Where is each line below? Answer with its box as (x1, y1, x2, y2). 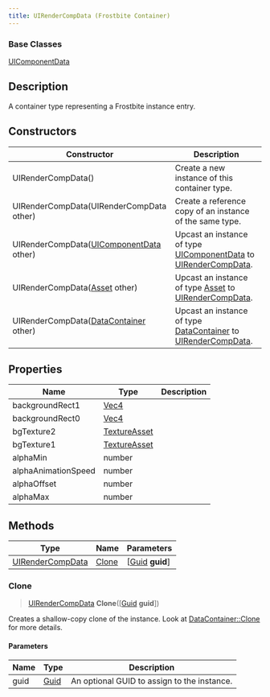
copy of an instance (174, 205, 250, 217)
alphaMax (12, 492, 50, 503)
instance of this (174, 172, 233, 184)
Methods (8, 518, 55, 532)
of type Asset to (174, 282, 235, 293)
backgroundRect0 (12, 413, 80, 424)
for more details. (8, 623, 63, 633)
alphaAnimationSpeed (12, 465, 96, 476)
